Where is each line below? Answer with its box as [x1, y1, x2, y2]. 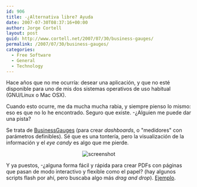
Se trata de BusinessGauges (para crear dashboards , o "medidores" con [6, 127, 182, 134]
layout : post [6, 30, 38, 36]
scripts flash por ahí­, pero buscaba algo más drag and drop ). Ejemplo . [6, 174, 176, 182]
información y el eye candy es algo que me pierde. [6, 139, 129, 147]
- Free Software [11, 52, 51, 58]
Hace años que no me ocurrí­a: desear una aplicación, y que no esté [6, 79, 171, 86]
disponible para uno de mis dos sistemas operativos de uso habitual [6, 86, 171, 93]
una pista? [6, 115, 31, 123]
